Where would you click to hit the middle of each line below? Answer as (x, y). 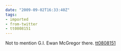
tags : (11, 15)
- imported (17, 19)
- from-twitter (22, 24)
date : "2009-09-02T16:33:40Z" (38, 10)
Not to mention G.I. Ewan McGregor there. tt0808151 (61, 43)
